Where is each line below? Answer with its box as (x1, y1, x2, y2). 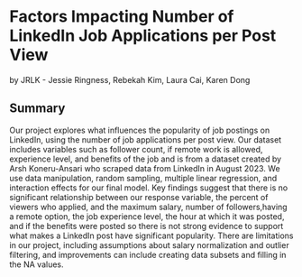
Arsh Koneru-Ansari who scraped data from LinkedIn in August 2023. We (9, 162, 281, 173)
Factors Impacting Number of (9, 6, 234, 27)
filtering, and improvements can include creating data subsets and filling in (9, 249, 287, 260)
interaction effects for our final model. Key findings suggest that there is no (9, 182, 288, 193)
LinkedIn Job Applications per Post (9, 25, 277, 46)
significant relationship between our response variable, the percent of (9, 191, 269, 202)
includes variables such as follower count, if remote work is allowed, (9, 143, 263, 154)
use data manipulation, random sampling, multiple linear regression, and (9, 172, 278, 183)
